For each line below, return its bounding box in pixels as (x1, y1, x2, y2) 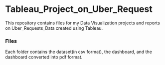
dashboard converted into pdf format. (5, 54, 83, 60)
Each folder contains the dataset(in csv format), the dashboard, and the (5, 49, 152, 55)
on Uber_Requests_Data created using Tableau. (5, 25, 103, 31)
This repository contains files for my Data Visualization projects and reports (5, 20, 161, 26)
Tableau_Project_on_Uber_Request (5, 3, 153, 15)
